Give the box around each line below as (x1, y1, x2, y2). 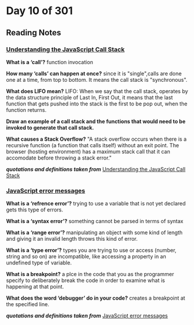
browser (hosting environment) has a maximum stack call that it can (6, 148, 170, 155)
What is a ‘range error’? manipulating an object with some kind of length (6, 229, 183, 236)
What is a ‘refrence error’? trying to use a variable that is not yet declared (6, 200, 186, 207)
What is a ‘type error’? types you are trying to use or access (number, (6, 247, 177, 254)
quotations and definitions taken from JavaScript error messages (6, 312, 168, 319)
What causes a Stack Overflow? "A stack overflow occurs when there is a (6, 135, 187, 142)
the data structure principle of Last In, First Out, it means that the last (6, 94, 173, 101)
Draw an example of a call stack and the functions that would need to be (6, 118, 186, 125)
